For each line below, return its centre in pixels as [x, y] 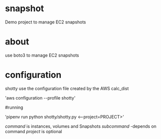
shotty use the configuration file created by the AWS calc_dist [67, 88]
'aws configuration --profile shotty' [40, 98]
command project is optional [34, 131]
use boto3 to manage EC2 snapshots [42, 55]
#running [14, 107]
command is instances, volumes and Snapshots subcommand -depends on [81, 126]
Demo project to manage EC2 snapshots [45, 22]
